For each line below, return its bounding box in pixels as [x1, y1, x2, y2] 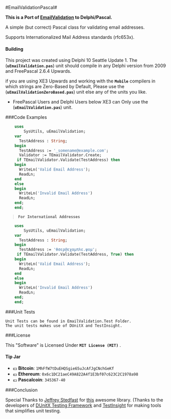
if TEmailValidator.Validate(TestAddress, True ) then [16, 252, 134, 257]
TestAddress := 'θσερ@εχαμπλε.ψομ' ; [18, 247, 97, 253]
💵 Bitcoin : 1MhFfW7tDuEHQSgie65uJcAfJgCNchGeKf [12, 365, 114, 371]
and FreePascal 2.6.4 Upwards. [5, 68, 72, 74]
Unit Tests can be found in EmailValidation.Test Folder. [5, 319, 132, 324]
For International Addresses [17, 214, 80, 219]
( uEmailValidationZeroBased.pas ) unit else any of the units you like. [5, 89, 147, 95]
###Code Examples [5, 114, 47, 120]
